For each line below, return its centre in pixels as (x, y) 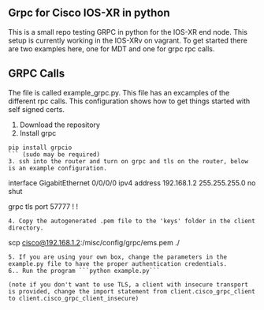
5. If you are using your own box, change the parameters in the (117, 257)
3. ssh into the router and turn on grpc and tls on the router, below (128, 161)
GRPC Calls (37, 74)
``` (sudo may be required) (54, 154)
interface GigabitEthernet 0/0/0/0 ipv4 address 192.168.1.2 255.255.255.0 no (132, 183)
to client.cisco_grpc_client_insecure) (74, 298)
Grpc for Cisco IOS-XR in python (89, 13)
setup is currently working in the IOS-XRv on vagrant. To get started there (128, 40)
